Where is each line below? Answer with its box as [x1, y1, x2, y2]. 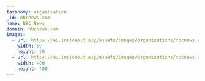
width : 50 [17, 43, 43, 49]
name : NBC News [6, 20, 45, 26]
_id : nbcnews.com [6, 15, 51, 21]
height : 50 [17, 49, 45, 55]
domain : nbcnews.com [6, 26, 59, 32]
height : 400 [17, 65, 48, 72]
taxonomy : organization [6, 9, 67, 15]
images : [6, 32, 26, 38]
